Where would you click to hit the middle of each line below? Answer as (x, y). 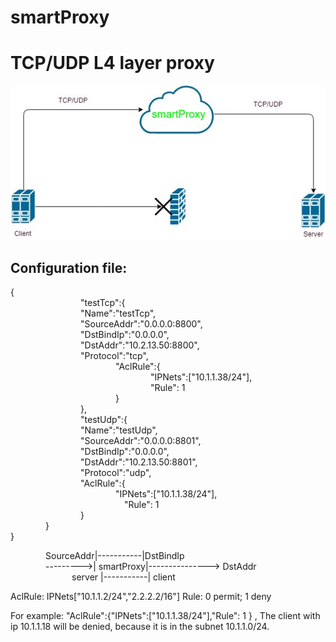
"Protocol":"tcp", (114, 356)
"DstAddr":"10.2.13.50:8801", (139, 462)
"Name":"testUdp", (119, 430)
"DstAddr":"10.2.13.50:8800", (140, 345)
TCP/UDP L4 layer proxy (112, 63)
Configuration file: (69, 267)
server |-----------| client (123, 577)
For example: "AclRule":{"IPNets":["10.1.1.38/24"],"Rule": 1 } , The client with (165, 616)
